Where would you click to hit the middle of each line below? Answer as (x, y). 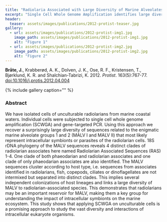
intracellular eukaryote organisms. (40, 214)
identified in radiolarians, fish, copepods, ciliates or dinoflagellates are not (81, 172)
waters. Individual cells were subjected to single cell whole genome (74, 119)
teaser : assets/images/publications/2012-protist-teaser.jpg (74, 24)
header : (13, 19)
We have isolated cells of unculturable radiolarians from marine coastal (78, 114)
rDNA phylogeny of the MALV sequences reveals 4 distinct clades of (75, 146)
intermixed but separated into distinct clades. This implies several (72, 177)
